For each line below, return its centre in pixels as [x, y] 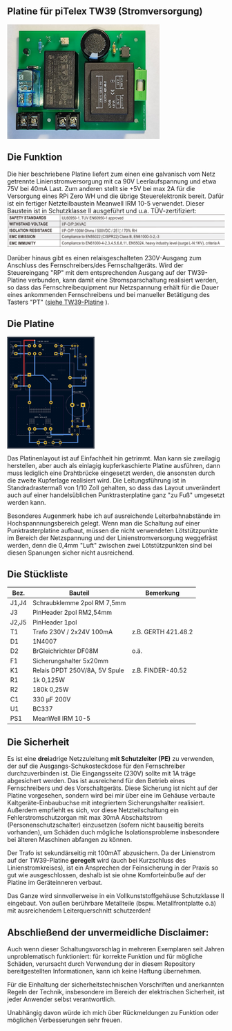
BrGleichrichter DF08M [65, 651]
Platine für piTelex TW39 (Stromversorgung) [105, 11]
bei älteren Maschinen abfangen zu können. [70, 840]
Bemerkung [162, 593]
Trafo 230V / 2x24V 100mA [72, 631]
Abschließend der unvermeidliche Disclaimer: [108, 932]
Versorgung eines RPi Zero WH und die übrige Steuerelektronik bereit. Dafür [116, 196]
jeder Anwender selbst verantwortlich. [61, 999]
